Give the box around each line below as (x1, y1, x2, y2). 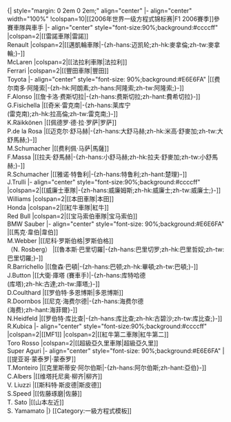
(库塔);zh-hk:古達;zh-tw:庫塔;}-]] (7, 280, 100, 288)
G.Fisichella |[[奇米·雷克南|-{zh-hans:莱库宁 (7, 101, 131, 109)
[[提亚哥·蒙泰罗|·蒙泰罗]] (7, 355, 77, 363)
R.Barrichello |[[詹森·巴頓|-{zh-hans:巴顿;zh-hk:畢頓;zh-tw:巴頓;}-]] (7, 262, 199, 271)
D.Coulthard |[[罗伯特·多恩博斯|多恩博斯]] (7, 289, 124, 296)
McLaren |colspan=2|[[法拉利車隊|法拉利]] (7, 58, 128, 66)
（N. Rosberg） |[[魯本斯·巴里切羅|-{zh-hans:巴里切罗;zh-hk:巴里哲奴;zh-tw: (7, 245, 225, 253)
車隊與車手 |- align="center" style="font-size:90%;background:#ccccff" (12, 23, 219, 31)
